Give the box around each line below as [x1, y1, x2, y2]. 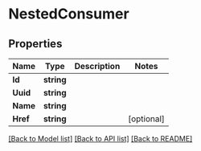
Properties [8, 37, 63, 51]
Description [74, 61, 121, 71]
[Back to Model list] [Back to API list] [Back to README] [8, 134, 193, 143]
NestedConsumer [8, 5, 130, 23]
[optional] [127, 113, 165, 124]
